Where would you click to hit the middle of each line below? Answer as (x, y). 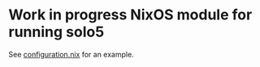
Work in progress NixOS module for (130, 15)
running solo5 (56, 32)
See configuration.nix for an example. (71, 54)
